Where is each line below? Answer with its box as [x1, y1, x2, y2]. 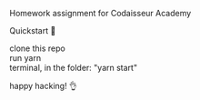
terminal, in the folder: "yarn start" [9, 63, 138, 73]
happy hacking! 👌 [9, 81, 77, 91]
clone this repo [9, 43, 65, 54]
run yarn [9, 53, 42, 63]
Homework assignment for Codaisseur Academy [9, 8, 192, 18]
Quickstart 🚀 [9, 25, 56, 35]
